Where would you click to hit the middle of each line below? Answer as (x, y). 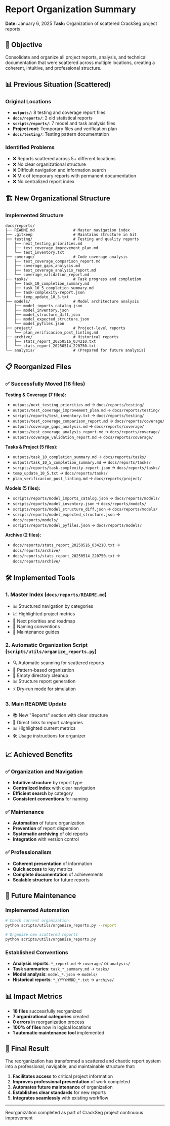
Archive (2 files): (23, 535)
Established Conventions (37, 952)
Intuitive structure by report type (47, 783)
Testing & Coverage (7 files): (36, 395)
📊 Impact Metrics (34, 996)
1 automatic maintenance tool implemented (58, 1032)
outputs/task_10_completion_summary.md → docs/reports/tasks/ (79, 457)
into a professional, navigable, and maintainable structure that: (70, 1066)
